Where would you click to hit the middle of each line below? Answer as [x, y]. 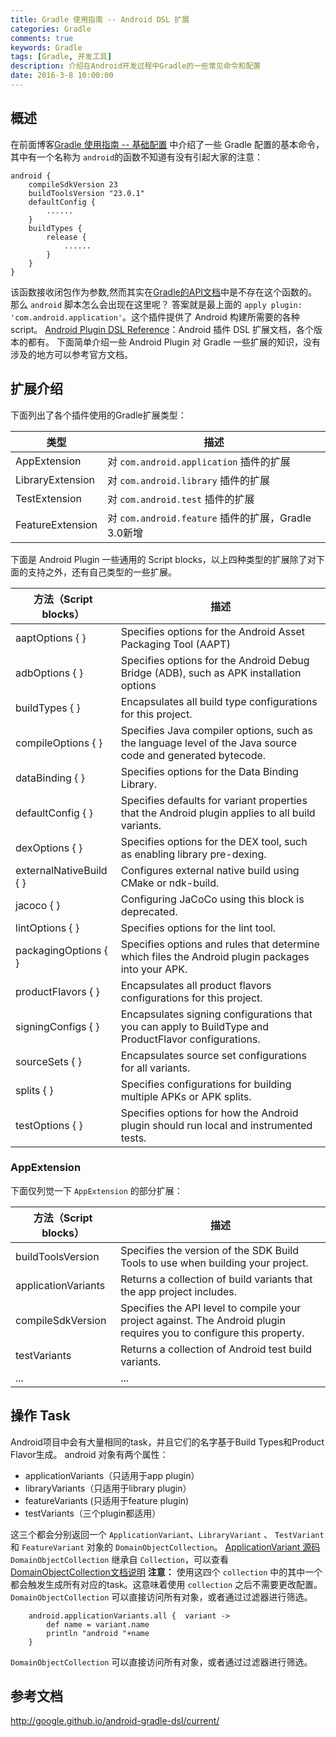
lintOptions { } [47, 928]
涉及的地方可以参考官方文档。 [71, 354]
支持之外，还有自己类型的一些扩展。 [102, 572]
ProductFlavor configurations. [190, 1039]
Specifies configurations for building [206, 1084]
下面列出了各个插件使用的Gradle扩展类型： [98, 415]
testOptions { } [49, 1125]
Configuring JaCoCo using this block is [212, 899]
